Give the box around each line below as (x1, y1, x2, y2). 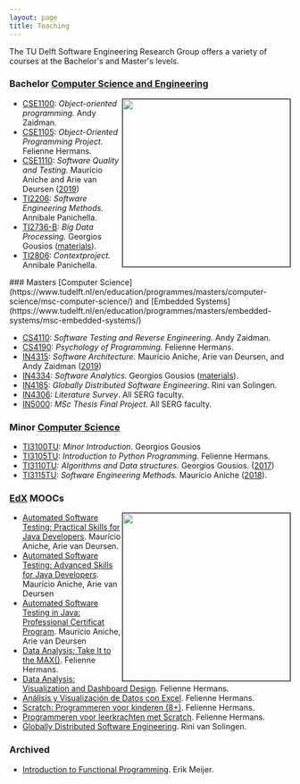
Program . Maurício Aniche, (21, 627, 121, 637)
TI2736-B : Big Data (21, 221, 94, 232)
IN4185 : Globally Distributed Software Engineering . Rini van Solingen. (21, 379, 278, 390)
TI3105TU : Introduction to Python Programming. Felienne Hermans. (21, 451, 271, 461)
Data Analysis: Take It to (21, 645, 112, 656)
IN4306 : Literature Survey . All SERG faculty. (21, 389, 185, 400)
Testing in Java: (21, 607, 80, 618)
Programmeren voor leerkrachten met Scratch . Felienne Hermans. (21, 712, 265, 722)
